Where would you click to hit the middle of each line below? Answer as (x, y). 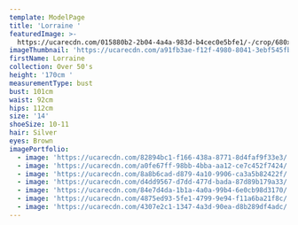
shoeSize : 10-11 (39, 125)
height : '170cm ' (41, 75)
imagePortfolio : (39, 149)
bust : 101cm (31, 91)
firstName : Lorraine (47, 58)
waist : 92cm (31, 100)
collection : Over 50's (51, 67)
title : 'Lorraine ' (45, 26)
